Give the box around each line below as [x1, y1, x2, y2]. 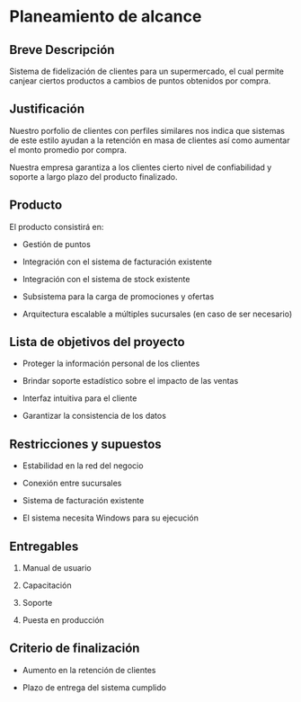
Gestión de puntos [22, 238, 92, 249]
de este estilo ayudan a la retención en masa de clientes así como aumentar [9, 135, 290, 146]
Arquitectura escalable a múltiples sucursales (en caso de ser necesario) [22, 308, 293, 319]
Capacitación [22, 580, 72, 591]
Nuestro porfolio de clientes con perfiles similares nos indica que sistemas [9, 125, 286, 136]
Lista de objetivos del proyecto [9, 334, 186, 350]
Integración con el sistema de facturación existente [22, 256, 213, 267]
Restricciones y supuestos [9, 436, 162, 451]
